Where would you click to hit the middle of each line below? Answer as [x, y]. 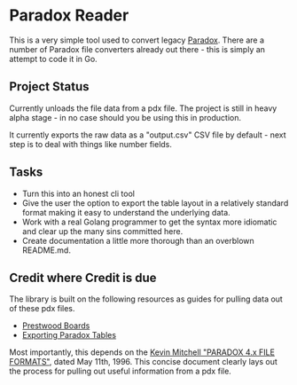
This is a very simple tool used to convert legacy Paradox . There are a [137, 40]
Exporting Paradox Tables [69, 335]
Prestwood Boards [56, 326]
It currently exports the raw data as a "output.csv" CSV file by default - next [148, 135]
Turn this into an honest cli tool [78, 193]
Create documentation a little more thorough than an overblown [138, 240]
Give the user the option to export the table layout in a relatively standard [155, 203]
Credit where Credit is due [83, 277]
